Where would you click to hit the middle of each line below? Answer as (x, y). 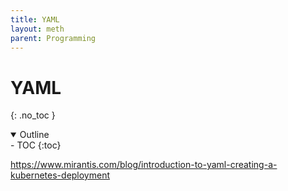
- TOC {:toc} (36, 145)
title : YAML (35, 19)
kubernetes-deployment (60, 175)
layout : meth (37, 29)
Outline (34, 135)
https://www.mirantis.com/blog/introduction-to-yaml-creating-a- (144, 165)
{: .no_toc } (33, 115)
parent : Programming (53, 38)
